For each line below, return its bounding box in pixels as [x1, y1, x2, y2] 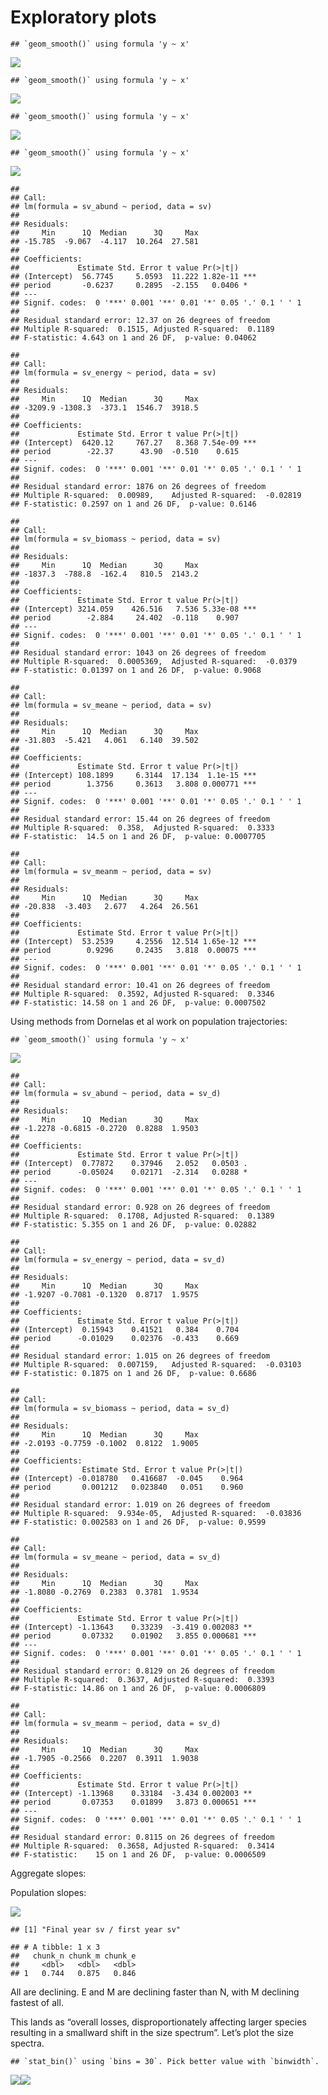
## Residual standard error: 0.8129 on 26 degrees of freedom [10, 1666, 275, 1676]
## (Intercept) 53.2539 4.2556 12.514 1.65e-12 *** [10, 936, 257, 946]
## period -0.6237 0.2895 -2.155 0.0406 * [10, 280, 248, 290]
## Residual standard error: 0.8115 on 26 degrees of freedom [10, 1832, 275, 1842]
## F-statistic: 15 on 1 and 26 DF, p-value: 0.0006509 [10, 1849, 267, 1860]
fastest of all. [10, 1996, 64, 2008]
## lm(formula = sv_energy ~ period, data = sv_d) [10, 1254, 226, 1265]
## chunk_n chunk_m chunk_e [10, 1951, 137, 1961]
